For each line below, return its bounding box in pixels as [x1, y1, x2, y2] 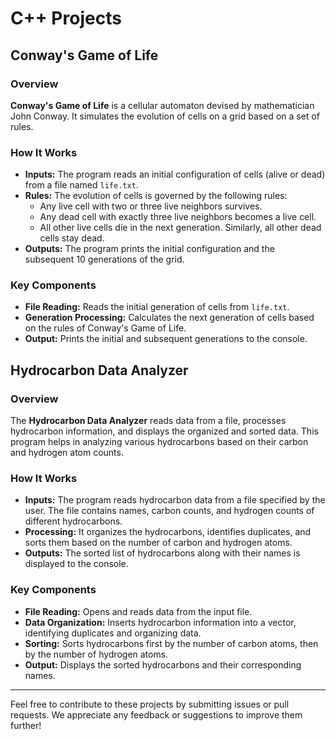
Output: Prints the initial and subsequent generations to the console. [24, 333, 308, 345]
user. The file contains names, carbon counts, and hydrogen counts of [24, 505, 315, 517]
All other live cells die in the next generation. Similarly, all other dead [39, 222, 322, 234]
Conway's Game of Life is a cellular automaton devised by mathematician [10, 99, 315, 111]
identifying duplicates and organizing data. [24, 627, 202, 639]
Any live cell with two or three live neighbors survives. [39, 200, 263, 212]
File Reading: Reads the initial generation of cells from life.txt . [24, 301, 290, 313]
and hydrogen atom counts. [10, 447, 124, 459]
